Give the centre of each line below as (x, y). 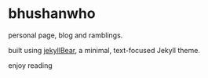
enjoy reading (30, 65)
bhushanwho (52, 14)
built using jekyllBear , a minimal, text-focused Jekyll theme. (104, 50)
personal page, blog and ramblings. (66, 35)
